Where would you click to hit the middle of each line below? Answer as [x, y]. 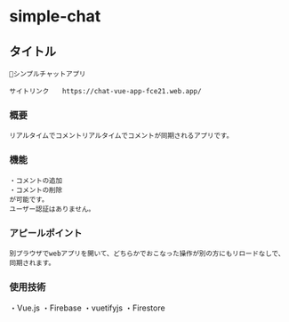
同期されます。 [32, 263]
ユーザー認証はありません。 [52, 209]
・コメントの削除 [36, 190]
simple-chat [55, 16]
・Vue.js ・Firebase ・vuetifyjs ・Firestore [88, 308]
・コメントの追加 [36, 181]
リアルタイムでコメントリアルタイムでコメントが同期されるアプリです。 [121, 136]
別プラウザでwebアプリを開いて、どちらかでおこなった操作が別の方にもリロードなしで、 [147, 254]
